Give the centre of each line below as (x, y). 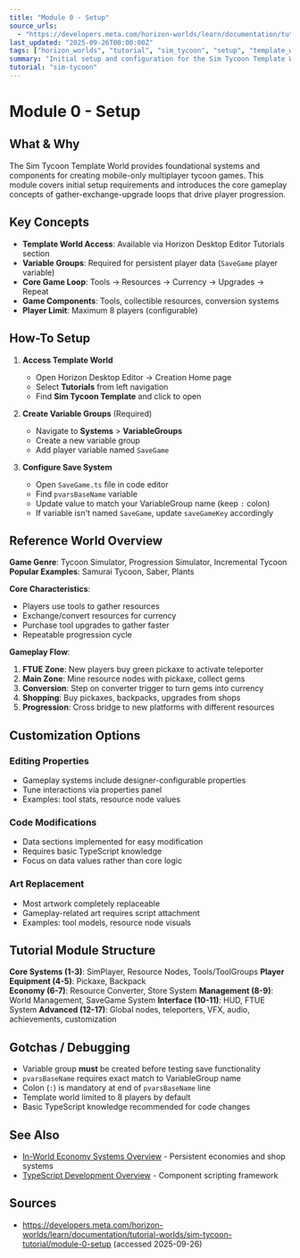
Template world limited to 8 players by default (106, 1097)
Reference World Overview (86, 541)
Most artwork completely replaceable (91, 904)
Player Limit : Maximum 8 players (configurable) (110, 310)
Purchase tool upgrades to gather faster (96, 625)
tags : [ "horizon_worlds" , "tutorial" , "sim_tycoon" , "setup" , (127, 51)
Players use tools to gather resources (91, 606)
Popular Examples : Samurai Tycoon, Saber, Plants (102, 571)
